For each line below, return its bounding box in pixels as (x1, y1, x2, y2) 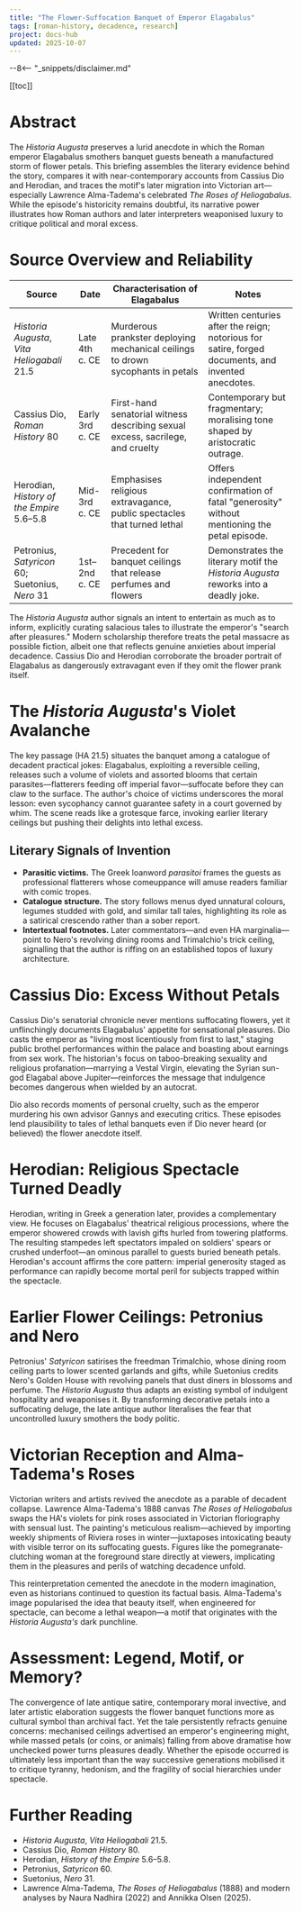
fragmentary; (208, 403, 263, 415)
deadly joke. (208, 589, 260, 602)
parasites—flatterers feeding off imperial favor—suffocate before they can (9, 779, 285, 790)
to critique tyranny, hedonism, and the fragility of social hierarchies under (9, 1763, 281, 1774)
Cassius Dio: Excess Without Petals (9, 985, 280, 1005)
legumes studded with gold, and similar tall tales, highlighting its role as (22, 905, 288, 916)
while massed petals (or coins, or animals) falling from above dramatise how (9, 1735, 292, 1745)
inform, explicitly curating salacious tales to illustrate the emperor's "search (9, 622, 289, 633)
